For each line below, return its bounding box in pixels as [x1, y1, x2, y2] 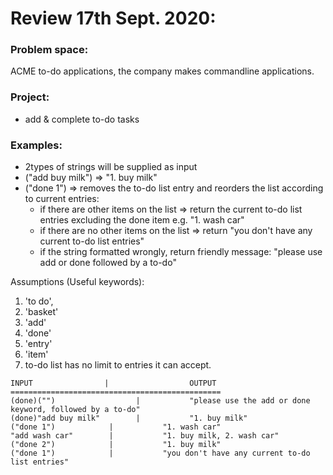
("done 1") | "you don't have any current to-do [10, 448, 311, 459]
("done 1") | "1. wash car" [10, 422, 222, 432]
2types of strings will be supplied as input [24, 161, 198, 173]
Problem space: [10, 43, 89, 57]
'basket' [24, 306, 59, 318]
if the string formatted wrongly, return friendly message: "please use [39, 246, 323, 258]
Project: [10, 90, 50, 104]
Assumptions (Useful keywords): [10, 276, 145, 288]
